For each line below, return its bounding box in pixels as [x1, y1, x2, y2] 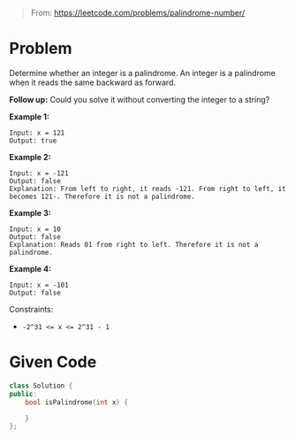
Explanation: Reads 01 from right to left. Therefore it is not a [9, 240, 259, 249]
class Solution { [9, 381, 73, 390]
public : [9, 389, 38, 398]
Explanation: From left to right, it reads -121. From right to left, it [9, 184, 287, 193]
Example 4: [9, 263, 51, 273]
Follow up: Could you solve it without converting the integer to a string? [9, 94, 270, 104]
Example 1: [9, 111, 50, 122]
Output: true [9, 136, 57, 145]
